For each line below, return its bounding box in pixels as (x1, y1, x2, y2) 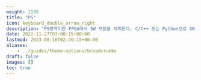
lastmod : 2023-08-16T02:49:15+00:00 (6, 37, 98, 43)
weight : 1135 (6, 8, 39, 15)
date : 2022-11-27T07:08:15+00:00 (6, 31, 90, 37)
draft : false (6, 54, 39, 60)
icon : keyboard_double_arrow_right (6, 20, 96, 26)
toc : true (6, 64, 31, 71)
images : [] (6, 59, 34, 65)
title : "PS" (6, 14, 36, 20)
